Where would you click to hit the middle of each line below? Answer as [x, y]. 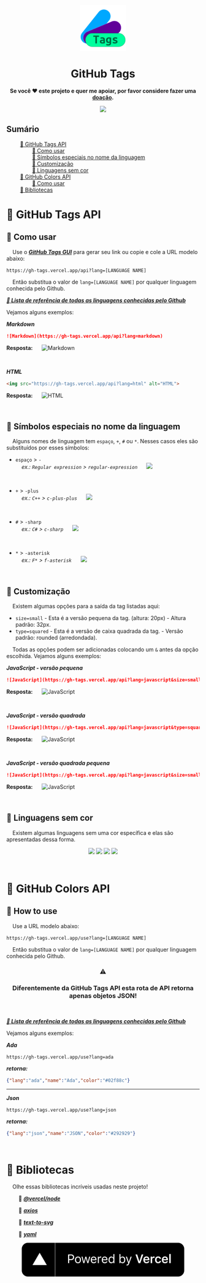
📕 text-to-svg [36, 1222]
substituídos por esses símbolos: [48, 448]
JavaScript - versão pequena [44, 668]
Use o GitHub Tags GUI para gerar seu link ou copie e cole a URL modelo [105, 252]
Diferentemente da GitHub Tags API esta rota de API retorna [103, 988]
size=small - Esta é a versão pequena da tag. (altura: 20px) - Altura [101, 618]
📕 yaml [27, 1235]
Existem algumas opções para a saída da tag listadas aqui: [86, 607]
